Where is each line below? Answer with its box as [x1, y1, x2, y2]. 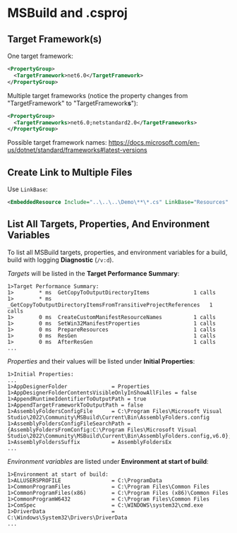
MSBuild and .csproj [7, 5, 128, 21]
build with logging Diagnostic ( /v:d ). [7, 256, 114, 264]
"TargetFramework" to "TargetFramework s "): [7, 99, 139, 107]
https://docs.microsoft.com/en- [108, 138, 200, 147]
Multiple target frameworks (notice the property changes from [7, 91, 188, 100]
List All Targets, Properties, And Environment [7, 218, 210, 230]
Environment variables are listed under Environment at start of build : [7, 457, 209, 465]
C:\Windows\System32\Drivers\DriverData [7, 514, 128, 521]
